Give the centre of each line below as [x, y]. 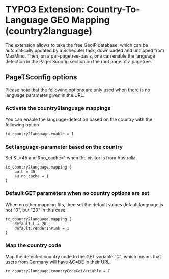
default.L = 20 [31, 224]
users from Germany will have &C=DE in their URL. [58, 262]
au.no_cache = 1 [32, 176]
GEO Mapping [80, 20]
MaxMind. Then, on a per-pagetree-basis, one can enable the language [80, 56]
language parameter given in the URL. [45, 95]
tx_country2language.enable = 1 [39, 134]
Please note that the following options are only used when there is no [78, 90]
